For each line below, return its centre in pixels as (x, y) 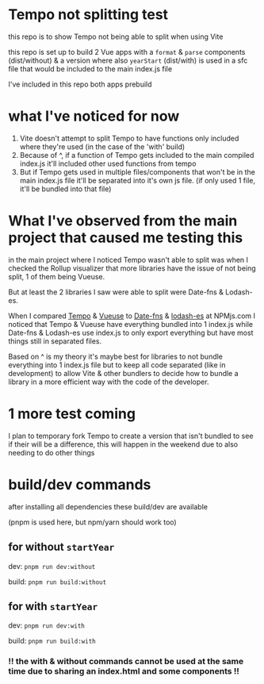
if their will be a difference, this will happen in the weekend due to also (123, 444)
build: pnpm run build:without (57, 582)
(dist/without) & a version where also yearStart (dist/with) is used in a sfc (128, 60)
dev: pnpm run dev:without (52, 566)
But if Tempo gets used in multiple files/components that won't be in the (137, 171)
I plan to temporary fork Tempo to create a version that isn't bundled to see (131, 436)
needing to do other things (52, 452)
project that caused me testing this (126, 238)
